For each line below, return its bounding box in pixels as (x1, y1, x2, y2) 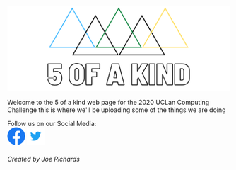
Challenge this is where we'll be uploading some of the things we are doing (7, 106, 226, 114)
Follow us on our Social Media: (7, 120, 97, 128)
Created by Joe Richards (7, 155, 80, 164)
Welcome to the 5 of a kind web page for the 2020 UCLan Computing (7, 98, 210, 107)
